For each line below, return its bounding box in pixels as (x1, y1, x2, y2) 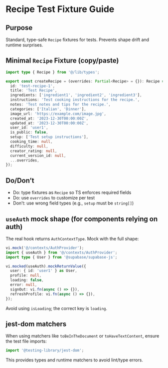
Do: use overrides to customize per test (12, 195, 95, 201)
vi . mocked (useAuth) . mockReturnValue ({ (5, 263, 86, 268)
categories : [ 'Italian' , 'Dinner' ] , (10, 106, 86, 111)
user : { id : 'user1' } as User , (10, 268, 78, 273)
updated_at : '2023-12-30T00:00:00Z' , (10, 120, 89, 125)
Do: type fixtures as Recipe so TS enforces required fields (12, 189, 132, 195)
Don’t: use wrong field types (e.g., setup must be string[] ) (12, 200, 134, 206)
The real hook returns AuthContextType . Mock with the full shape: (5, 235, 139, 241)
